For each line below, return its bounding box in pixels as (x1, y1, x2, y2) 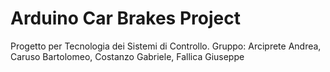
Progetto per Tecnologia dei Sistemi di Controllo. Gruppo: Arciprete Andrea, (10, 40, 322, 52)
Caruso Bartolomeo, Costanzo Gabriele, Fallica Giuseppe (10, 50, 245, 62)
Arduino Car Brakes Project (10, 7, 241, 30)
